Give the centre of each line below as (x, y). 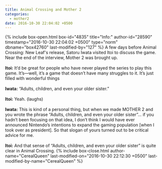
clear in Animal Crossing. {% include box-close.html (57, 151)
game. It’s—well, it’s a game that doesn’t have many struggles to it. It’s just (80, 73)
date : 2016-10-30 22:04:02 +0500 (39, 23)
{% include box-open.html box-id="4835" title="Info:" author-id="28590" (79, 37)
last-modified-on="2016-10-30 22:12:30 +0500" (99, 156)
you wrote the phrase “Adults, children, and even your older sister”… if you (80, 114)
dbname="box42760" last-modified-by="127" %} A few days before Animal (81, 47)
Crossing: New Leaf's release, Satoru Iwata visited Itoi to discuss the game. (81, 53)
